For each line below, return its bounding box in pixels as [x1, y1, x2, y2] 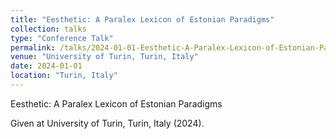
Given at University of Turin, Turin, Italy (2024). [10, 117, 205, 129]
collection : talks [10, 24, 87, 34]
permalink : [10, 42, 56, 53]
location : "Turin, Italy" [10, 71, 118, 81]
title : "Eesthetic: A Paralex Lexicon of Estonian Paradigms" [10, 14, 275, 25]
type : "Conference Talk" [10, 33, 114, 43]
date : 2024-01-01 [10, 61, 83, 71]
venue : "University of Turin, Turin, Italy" [10, 52, 199, 62]
